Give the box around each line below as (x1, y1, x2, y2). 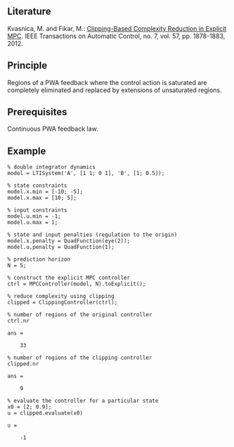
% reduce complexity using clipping (7, 293, 115, 300)
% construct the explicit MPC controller (7, 274, 131, 282)
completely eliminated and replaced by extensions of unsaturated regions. (7, 86, 223, 94)
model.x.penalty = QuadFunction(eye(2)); (7, 238, 131, 245)
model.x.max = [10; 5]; (7, 195, 77, 202)
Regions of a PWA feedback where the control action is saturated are (7, 78, 207, 86)
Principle (7, 60, 48, 72)
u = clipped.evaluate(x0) (7, 410, 83, 417)
